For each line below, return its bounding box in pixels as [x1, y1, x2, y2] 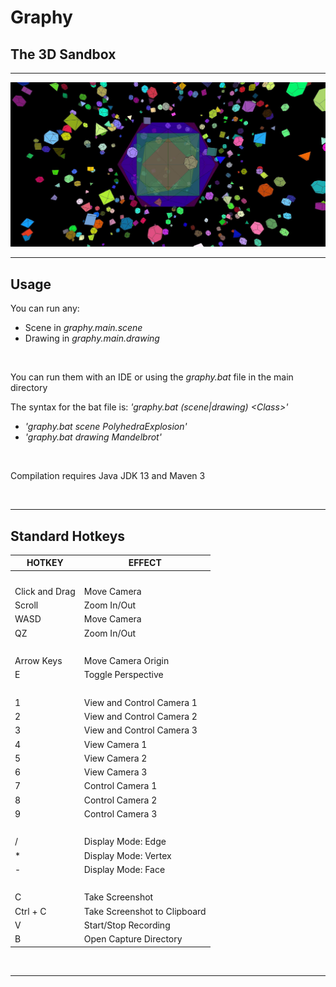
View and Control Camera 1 [83, 696, 198, 708]
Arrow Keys [14, 655, 63, 667]
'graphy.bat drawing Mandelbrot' [24, 431, 162, 443]
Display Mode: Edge [83, 836, 167, 848]
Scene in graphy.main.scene [24, 322, 143, 334]
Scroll [14, 599, 39, 611]
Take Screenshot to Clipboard [83, 905, 207, 917]
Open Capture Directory [83, 933, 183, 945]
